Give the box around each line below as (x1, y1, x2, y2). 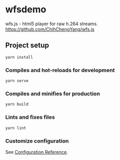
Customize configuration (5, 137, 69, 145)
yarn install (5, 55, 33, 60)
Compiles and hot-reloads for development (5, 66, 115, 74)
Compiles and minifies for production (5, 90, 100, 97)
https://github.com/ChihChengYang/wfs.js (5, 26, 95, 32)
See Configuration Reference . (5, 149, 68, 155)
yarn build (5, 102, 29, 107)
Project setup (5, 41, 50, 50)
